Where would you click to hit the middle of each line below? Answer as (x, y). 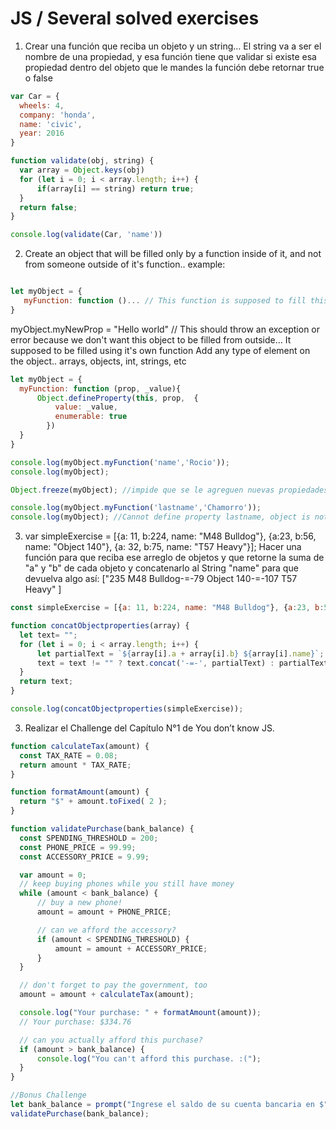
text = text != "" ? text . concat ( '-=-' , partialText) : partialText (182, 663)
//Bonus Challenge (48, 1095)
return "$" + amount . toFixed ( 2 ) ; (93, 802)
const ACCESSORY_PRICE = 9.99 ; (84, 857)
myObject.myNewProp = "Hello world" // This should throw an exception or (165, 329)
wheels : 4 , (42, 105)
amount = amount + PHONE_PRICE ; (104, 912)
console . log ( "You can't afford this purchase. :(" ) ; (149, 1058)
